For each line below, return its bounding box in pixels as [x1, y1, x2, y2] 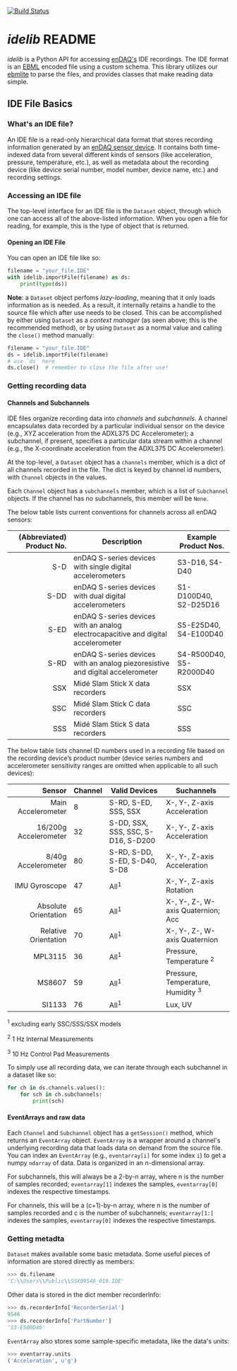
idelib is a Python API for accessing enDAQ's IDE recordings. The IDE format [7, 55, 229, 63]
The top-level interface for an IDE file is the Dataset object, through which [7, 206, 221, 215]
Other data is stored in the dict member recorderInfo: [7, 1290, 162, 1299]
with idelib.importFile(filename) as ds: [7, 274, 131, 281]
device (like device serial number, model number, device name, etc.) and [7, 165, 219, 173]
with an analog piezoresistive [73, 658, 170, 668]
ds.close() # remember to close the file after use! [7, 365, 169, 372]
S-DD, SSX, [109, 818, 149, 828]
